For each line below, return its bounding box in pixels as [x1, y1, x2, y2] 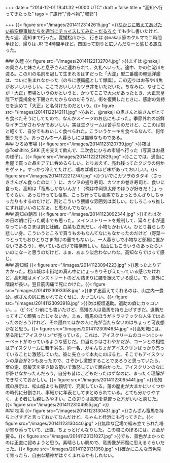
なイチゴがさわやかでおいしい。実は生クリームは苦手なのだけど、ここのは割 [5, 122, 165, 127]
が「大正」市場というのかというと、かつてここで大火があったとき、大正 [5, 90, 156, 96]
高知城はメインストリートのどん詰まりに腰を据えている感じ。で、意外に [14, 275, 165, 280]
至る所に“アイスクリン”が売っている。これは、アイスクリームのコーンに [5, 332, 155, 338]
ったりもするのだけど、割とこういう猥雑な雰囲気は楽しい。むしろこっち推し [5, 198, 165, 204]
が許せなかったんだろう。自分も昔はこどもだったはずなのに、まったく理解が [5, 370, 165, 376]
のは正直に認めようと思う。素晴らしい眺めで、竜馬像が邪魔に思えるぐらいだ [5, 440, 165, 445]
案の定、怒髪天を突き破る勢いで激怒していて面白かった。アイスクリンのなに [5, 364, 165, 370]
